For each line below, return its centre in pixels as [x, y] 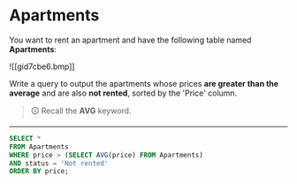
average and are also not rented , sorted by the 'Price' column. [123, 93]
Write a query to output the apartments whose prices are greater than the [144, 83]
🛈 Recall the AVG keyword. [81, 111]
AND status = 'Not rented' [59, 163]
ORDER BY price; [39, 172]
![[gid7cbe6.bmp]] [42, 66]
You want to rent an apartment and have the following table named [130, 40]
